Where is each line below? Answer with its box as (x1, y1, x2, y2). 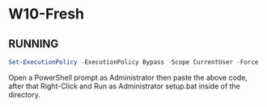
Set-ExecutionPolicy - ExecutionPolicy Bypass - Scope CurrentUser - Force (8, 58, 259, 66)
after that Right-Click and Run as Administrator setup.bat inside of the (8, 81, 241, 91)
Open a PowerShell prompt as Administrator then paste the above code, (8, 72, 248, 82)
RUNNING (8, 37, 59, 51)
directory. (8, 89, 40, 99)
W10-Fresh (8, 5, 85, 23)
